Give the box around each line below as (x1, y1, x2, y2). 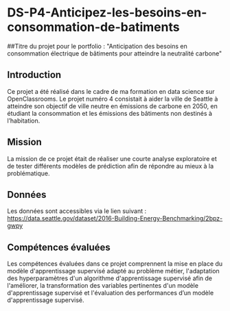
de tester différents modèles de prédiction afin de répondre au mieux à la (7, 162, 214, 170)
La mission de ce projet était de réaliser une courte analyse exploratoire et (7, 154, 218, 162)
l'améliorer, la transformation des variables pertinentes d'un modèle (7, 282, 199, 290)
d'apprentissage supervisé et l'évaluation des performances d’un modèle (7, 289, 214, 297)
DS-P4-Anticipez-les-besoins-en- (7, 5, 207, 21)
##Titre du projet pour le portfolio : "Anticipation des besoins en (7, 42, 187, 50)
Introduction (7, 69, 62, 81)
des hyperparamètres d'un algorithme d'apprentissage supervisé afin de (7, 274, 213, 282)
